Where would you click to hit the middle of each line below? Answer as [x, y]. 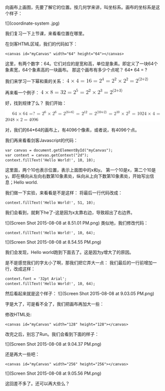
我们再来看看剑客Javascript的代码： [41, 140]
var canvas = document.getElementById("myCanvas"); [59, 150]
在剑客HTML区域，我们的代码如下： [41, 44]
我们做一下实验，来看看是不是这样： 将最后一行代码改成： [64, 193]
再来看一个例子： [22, 92]
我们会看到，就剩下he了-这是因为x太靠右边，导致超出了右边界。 [70, 212]
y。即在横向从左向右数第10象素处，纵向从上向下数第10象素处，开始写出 [77, 176]
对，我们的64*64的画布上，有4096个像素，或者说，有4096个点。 [72, 130]
